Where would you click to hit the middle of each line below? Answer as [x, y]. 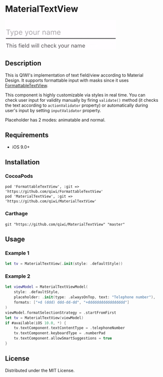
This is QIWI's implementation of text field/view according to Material [74, 75]
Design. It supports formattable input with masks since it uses [67, 80]
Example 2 [18, 276]
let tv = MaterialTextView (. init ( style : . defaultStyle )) [64, 264]
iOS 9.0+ [21, 147]
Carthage [17, 214]
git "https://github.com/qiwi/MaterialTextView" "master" [65, 224]
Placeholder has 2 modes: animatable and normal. [55, 120]
